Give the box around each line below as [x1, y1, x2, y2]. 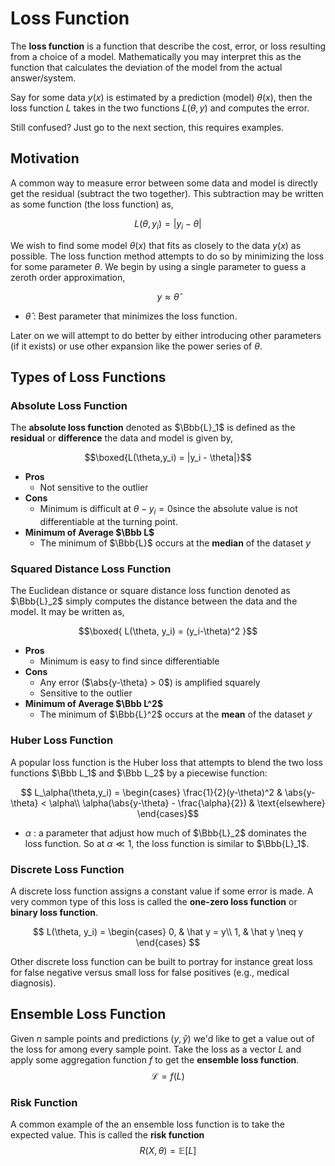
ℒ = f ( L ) [151, 1070, 185, 1082]
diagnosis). [10, 977, 57, 989]
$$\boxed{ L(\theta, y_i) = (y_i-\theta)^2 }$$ [78, 625, 258, 637]
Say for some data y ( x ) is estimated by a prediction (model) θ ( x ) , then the [10, 91, 313, 103]
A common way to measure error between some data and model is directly [10, 177, 318, 189]
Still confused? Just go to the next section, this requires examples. [10, 121, 285, 133]
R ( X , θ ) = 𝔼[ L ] [139, 1145, 197, 1157]
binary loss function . [10, 906, 99, 918]
